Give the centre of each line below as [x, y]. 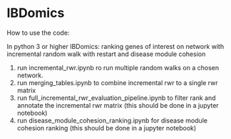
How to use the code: [38, 33]
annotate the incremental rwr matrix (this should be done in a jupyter [118, 105]
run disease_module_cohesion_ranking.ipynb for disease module [112, 120]
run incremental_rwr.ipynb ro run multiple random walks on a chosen [118, 67]
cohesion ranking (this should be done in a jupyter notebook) [107, 128]
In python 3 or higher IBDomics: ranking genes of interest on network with [115, 46]
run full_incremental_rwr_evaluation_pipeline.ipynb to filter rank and [116, 98]
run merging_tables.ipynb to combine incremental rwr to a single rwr [117, 82]
